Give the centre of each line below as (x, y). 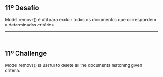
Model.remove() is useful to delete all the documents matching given (73, 65)
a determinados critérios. (30, 25)
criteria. (13, 70)
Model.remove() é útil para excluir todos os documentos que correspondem (81, 19)
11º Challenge (26, 54)
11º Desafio (22, 8)
